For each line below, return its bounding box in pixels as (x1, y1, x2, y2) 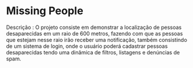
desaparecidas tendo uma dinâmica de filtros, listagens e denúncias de (6, 48, 180, 56)
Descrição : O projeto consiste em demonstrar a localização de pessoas (6, 24, 182, 31)
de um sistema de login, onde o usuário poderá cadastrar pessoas (6, 43, 168, 50)
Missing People (6, 4, 84, 18)
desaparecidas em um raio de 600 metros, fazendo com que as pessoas (6, 30, 184, 37)
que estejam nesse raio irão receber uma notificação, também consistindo (6, 36, 188, 43)
